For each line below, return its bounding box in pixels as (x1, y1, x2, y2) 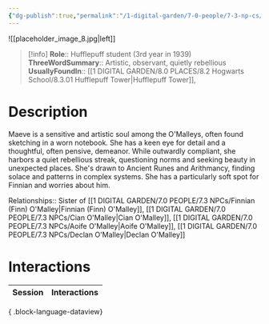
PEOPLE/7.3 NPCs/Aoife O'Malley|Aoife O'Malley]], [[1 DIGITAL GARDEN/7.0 (8, 221, 258, 230)
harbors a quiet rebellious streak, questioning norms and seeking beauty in (8, 154, 256, 164)
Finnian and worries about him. (8, 180, 110, 190)
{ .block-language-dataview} (8, 306, 103, 316)
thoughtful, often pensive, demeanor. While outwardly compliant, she (8, 146, 236, 156)
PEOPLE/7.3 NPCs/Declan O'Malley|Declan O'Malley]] (8, 230, 186, 239)
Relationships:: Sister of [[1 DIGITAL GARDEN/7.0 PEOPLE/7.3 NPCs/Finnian (8, 195, 255, 205)
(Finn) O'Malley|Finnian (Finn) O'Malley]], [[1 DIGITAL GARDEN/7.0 (8, 204, 227, 214)
